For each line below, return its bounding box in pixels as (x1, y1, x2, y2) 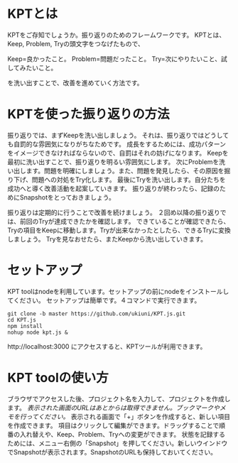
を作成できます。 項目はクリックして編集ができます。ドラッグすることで (7, 421, 220, 430)
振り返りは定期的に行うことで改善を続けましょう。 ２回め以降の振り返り (7, 208, 220, 217)
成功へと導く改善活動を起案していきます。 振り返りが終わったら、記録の (7, 184, 220, 192)
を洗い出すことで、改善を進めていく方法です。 (7, 78, 144, 87)
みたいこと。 (19, 63, 58, 72)
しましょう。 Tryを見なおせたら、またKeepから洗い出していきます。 (7, 234, 207, 243)
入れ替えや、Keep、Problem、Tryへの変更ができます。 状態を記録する (19, 430, 226, 438)
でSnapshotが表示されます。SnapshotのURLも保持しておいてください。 (7, 447, 217, 456)
